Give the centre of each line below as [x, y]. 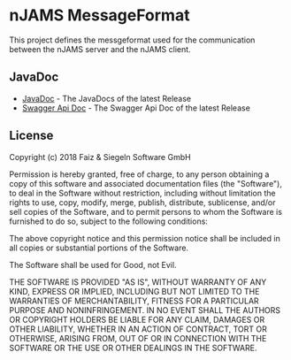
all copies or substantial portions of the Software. [99, 248]
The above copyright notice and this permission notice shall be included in [145, 238]
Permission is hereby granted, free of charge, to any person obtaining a [139, 174]
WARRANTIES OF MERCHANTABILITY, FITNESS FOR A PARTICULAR [134, 301]
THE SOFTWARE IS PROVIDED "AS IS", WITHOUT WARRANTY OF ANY [138, 282]
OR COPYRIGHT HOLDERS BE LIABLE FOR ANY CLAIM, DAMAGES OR [137, 319]
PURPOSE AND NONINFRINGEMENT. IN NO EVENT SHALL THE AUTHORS [145, 310]
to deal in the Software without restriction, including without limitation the [142, 193]
